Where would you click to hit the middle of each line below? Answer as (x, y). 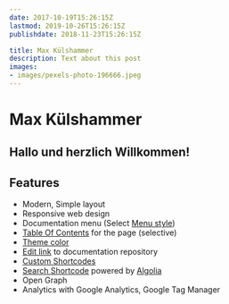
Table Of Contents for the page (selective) (99, 232)
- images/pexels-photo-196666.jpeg (75, 76)
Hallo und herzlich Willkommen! (99, 152)
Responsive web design (66, 214)
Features (34, 183)
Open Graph (45, 280)
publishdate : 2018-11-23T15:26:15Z (75, 34)
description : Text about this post (75, 59)
